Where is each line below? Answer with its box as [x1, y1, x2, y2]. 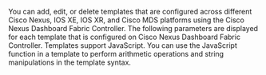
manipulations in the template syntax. [8, 57, 132, 67]
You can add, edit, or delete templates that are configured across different [8, 7, 252, 16]
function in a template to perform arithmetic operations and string [8, 49, 224, 58]
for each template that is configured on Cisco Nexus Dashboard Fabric [8, 32, 241, 41]
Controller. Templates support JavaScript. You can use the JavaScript [8, 41, 237, 50]
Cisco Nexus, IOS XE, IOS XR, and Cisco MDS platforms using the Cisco [8, 15, 245, 25]
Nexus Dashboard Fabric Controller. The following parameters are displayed [8, 24, 258, 33]
